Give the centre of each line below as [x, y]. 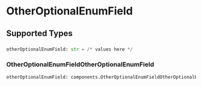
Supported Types [40, 33]
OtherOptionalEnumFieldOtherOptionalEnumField [80, 64]
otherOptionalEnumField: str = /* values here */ [70, 49]
